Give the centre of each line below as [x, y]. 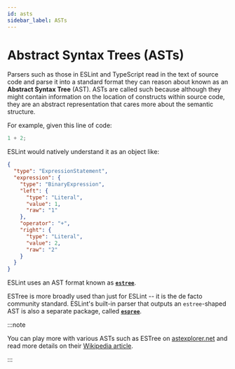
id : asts [20, 14]
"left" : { [34, 190]
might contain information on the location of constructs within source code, [116, 97]
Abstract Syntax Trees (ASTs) [96, 55]
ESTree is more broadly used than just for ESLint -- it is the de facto [105, 297]
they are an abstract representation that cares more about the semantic [110, 104]
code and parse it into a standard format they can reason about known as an [118, 82]
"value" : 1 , [43, 204]
